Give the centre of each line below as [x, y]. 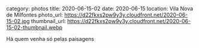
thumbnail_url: [48, 21]
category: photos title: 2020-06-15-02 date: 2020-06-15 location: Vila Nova [100, 9]
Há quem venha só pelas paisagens [50, 39]
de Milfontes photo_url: [35, 15]
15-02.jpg [18, 21]
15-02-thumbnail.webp [34, 27]
